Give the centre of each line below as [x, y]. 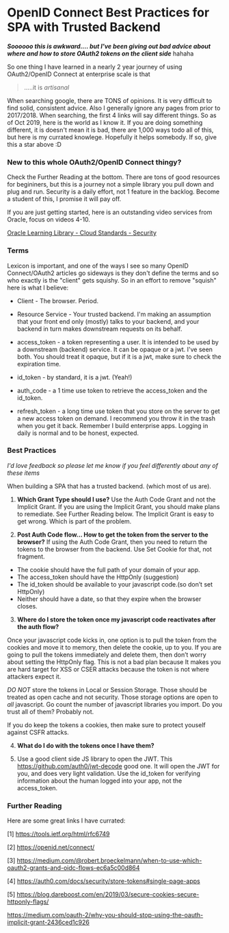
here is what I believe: [38, 287]
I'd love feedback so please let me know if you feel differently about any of [113, 465]
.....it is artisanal [46, 87]
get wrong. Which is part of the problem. [74, 521]
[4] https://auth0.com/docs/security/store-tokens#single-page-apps [104, 881]
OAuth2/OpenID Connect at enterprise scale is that [79, 74]
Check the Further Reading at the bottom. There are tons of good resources [114, 177]
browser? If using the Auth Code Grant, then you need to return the [112, 542]
